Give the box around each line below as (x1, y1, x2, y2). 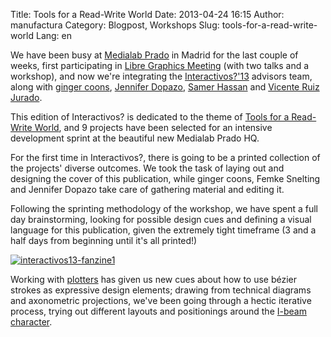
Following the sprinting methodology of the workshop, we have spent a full (10, 203, 318, 214)
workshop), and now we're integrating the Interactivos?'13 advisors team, (10, 70, 313, 82)
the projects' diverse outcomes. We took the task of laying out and (10, 162, 285, 174)
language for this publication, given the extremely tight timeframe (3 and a (10, 224, 317, 236)
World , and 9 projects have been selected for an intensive (34, 122, 273, 133)
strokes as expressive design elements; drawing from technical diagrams (10, 284, 312, 296)
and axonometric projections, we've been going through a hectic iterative (10, 295, 312, 306)
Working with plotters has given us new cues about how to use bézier (10, 274, 298, 285)
